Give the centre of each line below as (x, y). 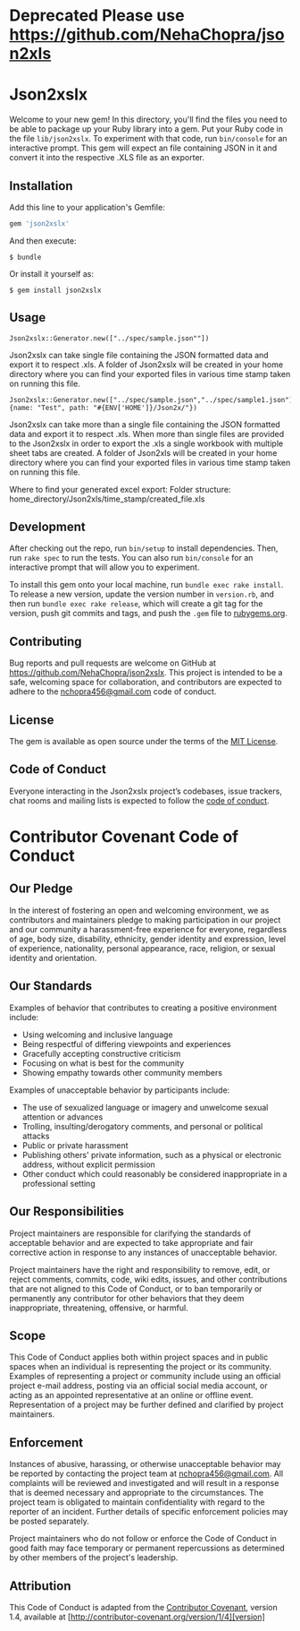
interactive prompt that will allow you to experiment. (104, 567)
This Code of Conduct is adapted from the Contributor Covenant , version (144, 1607)
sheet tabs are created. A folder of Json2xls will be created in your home (143, 452)
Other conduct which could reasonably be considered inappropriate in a (154, 1173)
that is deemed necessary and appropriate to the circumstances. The (137, 1493)
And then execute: (43, 240)
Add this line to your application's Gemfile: (87, 207)
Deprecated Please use (97, 16)
